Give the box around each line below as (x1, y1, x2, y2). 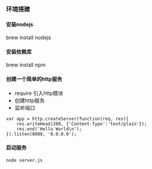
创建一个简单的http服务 (6, 75, 62, 82)
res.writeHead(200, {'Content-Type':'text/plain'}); (16, 121, 147, 126)
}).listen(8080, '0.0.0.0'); (6, 131, 77, 137)
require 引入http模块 (14, 89, 63, 97)
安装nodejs (6, 20, 34, 27)
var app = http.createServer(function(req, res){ (6, 115, 129, 122)
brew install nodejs (6, 34, 51, 41)
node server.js (6, 157, 43, 163)
